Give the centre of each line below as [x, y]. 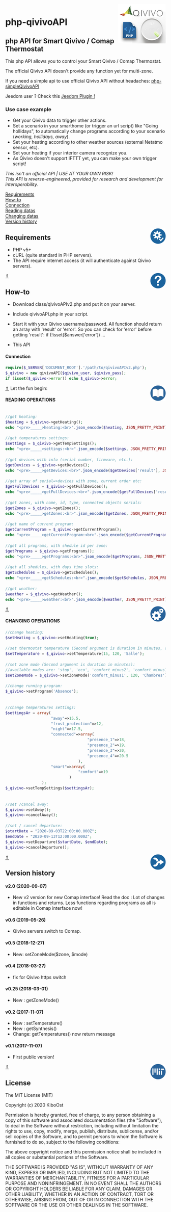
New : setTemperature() [37, 1023]
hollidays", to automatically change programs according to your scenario [89, 131]
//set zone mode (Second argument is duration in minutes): [70, 664]
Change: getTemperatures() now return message [64, 1034]
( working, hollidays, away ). [41, 137]
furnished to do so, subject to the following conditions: [62, 1142]
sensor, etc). [26, 148]
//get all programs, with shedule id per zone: [57, 546]
